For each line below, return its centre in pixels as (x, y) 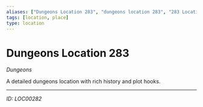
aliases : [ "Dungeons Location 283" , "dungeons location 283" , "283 (93, 12)
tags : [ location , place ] (37, 18)
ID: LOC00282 (24, 99)
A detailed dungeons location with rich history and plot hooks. (84, 82)
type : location (25, 23)
